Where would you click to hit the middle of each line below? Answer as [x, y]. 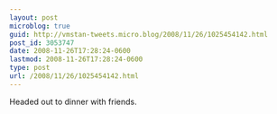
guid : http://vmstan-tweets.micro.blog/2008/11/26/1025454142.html [139, 34]
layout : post [34, 18]
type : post [30, 68]
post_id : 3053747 [42, 43]
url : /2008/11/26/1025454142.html [74, 76]
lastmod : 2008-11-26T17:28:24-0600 [76, 59]
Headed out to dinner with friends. [73, 101]
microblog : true [40, 26]
